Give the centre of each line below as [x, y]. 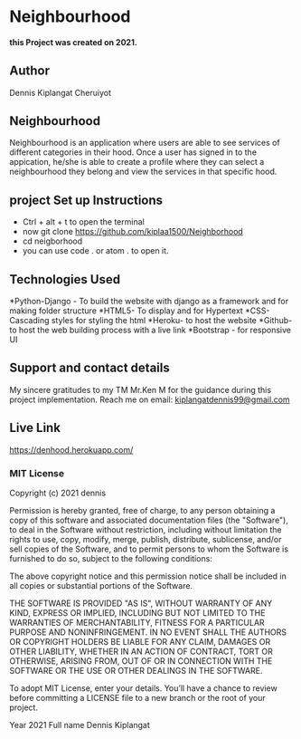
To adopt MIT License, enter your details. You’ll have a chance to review [143, 688]
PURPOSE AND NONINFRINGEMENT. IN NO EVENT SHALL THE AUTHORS [148, 632]
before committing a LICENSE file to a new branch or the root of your [138, 697]
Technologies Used [65, 279]
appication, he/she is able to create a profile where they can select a [137, 162]
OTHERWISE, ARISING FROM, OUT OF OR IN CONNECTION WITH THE [141, 661]
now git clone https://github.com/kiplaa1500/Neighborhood [133, 232]
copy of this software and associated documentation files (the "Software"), [149, 520]
